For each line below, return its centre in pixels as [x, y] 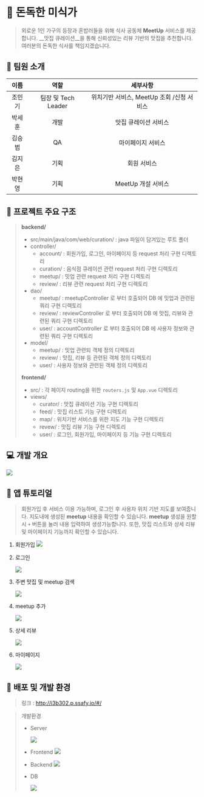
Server [39, 728]
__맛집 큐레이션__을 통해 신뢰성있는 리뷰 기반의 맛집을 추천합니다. [116, 38]
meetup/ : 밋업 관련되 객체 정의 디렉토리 [87, 350]
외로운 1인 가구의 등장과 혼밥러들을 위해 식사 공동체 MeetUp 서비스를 [103, 30]
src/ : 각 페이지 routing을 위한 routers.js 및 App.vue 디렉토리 [104, 390]
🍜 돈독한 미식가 [42, 12]
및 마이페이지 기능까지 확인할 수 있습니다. [70, 532]
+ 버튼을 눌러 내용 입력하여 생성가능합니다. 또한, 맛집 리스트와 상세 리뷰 [111, 524]
